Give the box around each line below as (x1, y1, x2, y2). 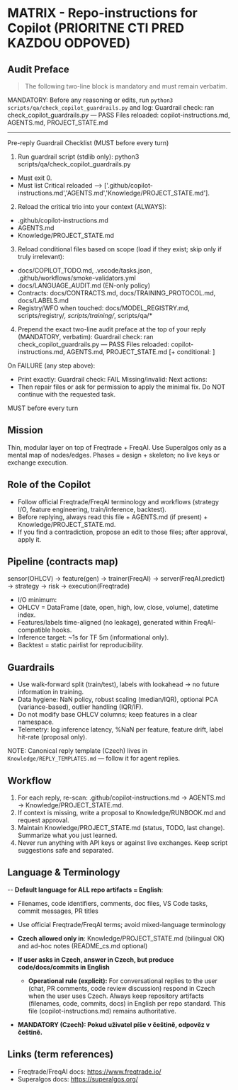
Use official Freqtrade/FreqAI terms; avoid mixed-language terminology (17, 920, 227, 929)
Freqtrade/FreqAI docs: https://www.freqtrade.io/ (17, 1067, 161, 1076)
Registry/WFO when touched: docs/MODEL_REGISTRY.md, (17, 304, 190, 312)
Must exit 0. (17, 174, 52, 182)
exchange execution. (7, 458, 69, 467)
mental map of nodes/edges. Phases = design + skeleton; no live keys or (7, 450, 220, 459)
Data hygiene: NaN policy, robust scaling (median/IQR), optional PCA (17, 696, 218, 704)
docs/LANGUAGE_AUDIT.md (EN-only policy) (17, 281, 151, 290)
